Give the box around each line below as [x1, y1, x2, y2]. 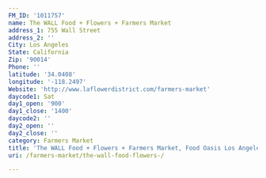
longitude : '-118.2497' [8, 78, 87, 85]
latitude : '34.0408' [8, 70, 77, 78]
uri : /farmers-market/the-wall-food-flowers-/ [8, 151, 165, 159]
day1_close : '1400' [8, 108, 73, 116]
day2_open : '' [8, 122, 55, 130]
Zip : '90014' [8, 56, 51, 64]
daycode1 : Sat [8, 93, 55, 100]
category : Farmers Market [8, 136, 93, 145]
